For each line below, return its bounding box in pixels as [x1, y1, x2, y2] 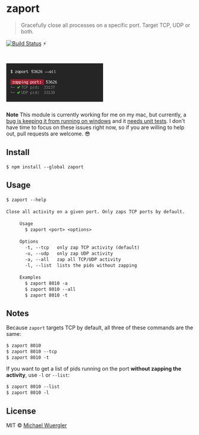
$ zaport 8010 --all [24, 286, 76, 292]
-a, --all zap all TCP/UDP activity [24, 256, 121, 263]
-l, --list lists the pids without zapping [24, 262, 137, 269]
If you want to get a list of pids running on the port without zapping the [6, 365, 182, 372]
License [6, 406, 36, 416]
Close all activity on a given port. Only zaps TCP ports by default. [6, 208, 185, 215]
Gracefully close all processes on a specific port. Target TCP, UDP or [20, 21, 191, 29]
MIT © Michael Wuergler [6, 422, 67, 429]
